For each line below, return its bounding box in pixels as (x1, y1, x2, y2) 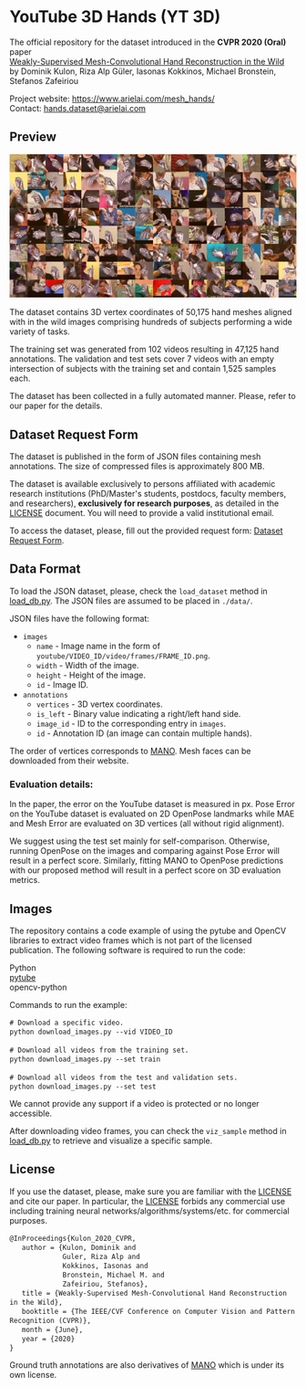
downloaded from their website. (9, 755, 129, 766)
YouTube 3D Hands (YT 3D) (9, 6, 221, 27)
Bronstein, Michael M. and (62, 1270, 166, 1279)
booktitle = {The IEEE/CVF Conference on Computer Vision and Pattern (21, 1307, 296, 1316)
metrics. (9, 875, 41, 886)
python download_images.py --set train (9, 1055, 161, 1064)
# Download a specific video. (9, 1018, 125, 1027)
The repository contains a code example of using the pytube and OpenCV (9, 925, 287, 936)
